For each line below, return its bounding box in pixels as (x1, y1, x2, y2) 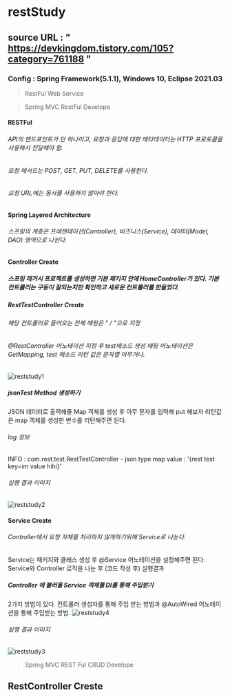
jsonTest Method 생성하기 (8, 388, 81, 397)
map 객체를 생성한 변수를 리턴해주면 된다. (14, 416, 127, 424)
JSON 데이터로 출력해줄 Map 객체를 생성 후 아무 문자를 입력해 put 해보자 (8, 407, 204, 415)
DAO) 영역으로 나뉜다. (8, 236, 67, 245)
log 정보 (8, 433, 30, 441)
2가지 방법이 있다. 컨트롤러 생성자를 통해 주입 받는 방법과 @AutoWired (8, 600, 198, 608)
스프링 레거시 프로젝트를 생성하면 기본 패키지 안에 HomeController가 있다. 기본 (8, 274, 220, 282)
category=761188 (8, 53, 85, 65)
